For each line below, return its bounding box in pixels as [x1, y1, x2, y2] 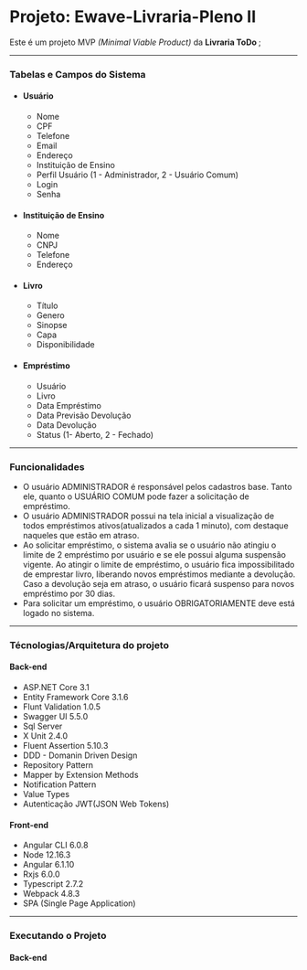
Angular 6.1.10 [22, 859, 75, 870]
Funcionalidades [9, 460, 85, 473]
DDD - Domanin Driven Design [22, 750, 138, 761]
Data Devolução [36, 419, 98, 431]
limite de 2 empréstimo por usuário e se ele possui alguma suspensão [22, 549, 286, 560]
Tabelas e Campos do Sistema [9, 68, 146, 80]
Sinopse [36, 320, 68, 331]
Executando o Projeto [9, 930, 107, 943]
